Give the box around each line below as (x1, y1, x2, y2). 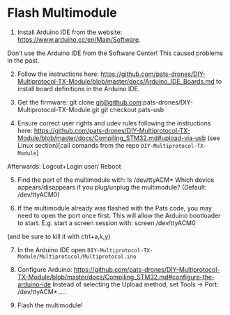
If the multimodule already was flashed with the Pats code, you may (17, 203, 213, 212)
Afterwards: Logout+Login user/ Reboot (7, 162, 121, 170)
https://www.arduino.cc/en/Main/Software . (17, 35, 141, 43)
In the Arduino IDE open (17, 245, 86, 254)
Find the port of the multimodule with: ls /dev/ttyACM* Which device (17, 176, 215, 184)
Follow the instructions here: (17, 70, 99, 78)
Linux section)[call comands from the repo (17, 141, 139, 149)
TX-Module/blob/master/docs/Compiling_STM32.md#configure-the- (17, 272, 215, 281)
